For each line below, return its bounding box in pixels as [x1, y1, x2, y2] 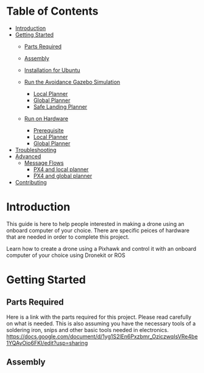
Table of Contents [6, 4, 99, 18]
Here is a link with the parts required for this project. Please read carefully [6, 313, 192, 320]
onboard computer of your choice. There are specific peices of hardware [6, 226, 190, 234]
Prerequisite [33, 126, 64, 134]
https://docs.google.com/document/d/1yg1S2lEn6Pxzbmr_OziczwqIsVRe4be [6, 333, 198, 340]
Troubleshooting [15, 146, 57, 153]
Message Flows [24, 159, 64, 166]
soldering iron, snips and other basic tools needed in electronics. [6, 326, 169, 333]
